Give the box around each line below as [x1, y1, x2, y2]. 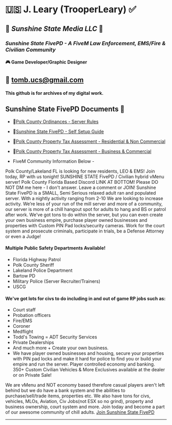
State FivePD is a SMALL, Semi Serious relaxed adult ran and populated [5, 189, 156, 196]
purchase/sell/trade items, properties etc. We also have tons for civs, [5, 393, 151, 399]
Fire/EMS [12, 317, 32, 324]
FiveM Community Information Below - [12, 158, 95, 164]
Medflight [12, 329, 33, 335]
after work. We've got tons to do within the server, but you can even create [5, 211, 163, 218]
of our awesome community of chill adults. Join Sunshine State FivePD [5, 409, 155, 415]
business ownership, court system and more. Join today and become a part [5, 403, 165, 410]
